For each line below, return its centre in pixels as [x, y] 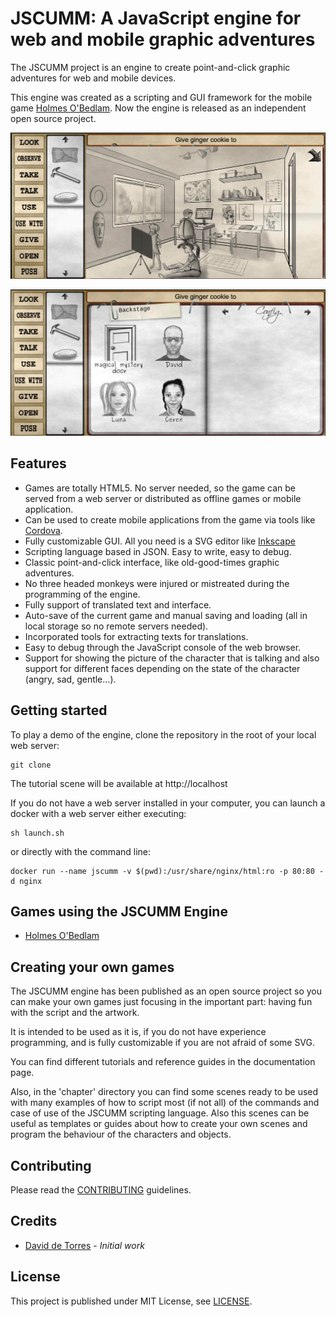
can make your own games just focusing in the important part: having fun [161, 1002]
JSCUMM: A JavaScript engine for [156, 18]
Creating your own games [92, 967]
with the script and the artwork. [75, 1013]
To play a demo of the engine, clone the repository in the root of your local [163, 734]
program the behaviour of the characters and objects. [121, 1134]
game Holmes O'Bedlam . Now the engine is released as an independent [158, 108]
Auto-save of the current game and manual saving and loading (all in [166, 615]
